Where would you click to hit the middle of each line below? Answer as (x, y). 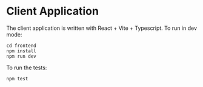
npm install (21, 51)
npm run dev (21, 56)
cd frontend (21, 46)
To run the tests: (27, 68)
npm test (17, 78)
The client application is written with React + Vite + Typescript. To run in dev (102, 28)
